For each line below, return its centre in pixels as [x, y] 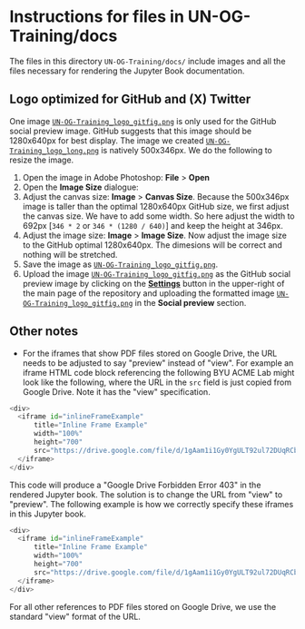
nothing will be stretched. [70, 254]
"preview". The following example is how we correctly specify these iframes [152, 504]
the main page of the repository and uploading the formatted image [148, 293]
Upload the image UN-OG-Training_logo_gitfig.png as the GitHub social [157, 273]
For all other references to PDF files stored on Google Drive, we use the [143, 606]
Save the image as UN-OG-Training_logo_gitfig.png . [120, 264]
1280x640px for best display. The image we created [107, 140]
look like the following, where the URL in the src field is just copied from [157, 382]
